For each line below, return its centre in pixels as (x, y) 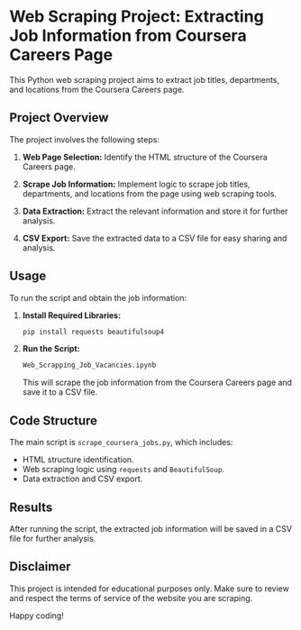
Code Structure (53, 420)
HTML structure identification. (78, 460)
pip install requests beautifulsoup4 (93, 332)
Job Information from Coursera (128, 36)
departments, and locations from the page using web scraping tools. (150, 193)
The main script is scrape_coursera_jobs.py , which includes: (121, 443)
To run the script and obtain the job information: (98, 297)
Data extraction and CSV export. (82, 479)
